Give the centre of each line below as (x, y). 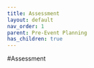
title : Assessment (33, 13)
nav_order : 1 (26, 26)
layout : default (30, 20)
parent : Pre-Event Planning (47, 33)
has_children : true (35, 39)
